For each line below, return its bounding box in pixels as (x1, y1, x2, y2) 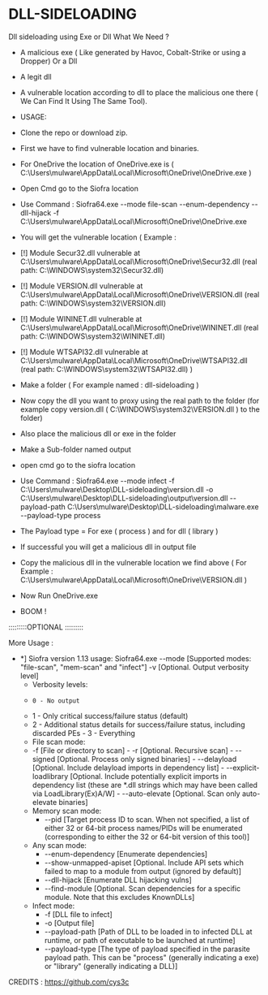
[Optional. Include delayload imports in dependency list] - (32, 763, 225, 772)
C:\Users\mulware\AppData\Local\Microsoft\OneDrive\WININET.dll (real (19, 322, 259, 332)
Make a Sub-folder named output (19, 444, 132, 454)
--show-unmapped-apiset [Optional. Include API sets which (44, 858, 245, 867)
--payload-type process (19, 510, 101, 520)
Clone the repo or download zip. (19, 128, 128, 137)
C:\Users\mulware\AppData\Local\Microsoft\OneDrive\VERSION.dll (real (19, 289, 260, 299)
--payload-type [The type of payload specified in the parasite (44, 944, 251, 954)
